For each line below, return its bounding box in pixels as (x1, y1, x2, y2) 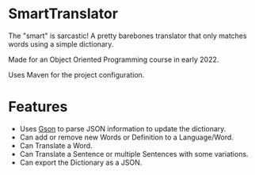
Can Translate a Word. (19, 140, 93, 150)
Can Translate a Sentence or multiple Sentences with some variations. (19, 149, 249, 158)
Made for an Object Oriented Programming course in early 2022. (8, 55, 219, 64)
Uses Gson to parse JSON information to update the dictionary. (19, 124, 226, 133)
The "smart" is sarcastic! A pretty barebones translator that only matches (8, 31, 247, 40)
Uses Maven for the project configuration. (8, 70, 145, 79)
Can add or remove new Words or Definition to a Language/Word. (19, 132, 234, 142)
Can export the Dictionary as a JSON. (19, 158, 143, 167)
